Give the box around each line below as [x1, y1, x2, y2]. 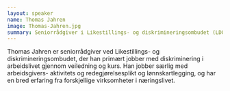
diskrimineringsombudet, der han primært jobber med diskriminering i [7, 55, 204, 63]
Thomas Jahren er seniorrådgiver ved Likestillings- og [7, 48, 160, 56]
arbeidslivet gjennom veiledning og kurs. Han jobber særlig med [7, 62, 188, 70]
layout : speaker [7, 10, 53, 17]
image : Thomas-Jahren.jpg [7, 22, 81, 29]
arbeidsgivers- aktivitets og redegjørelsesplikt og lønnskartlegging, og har [7, 69, 216, 77]
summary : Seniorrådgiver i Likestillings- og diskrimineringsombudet [7, 29, 210, 36]
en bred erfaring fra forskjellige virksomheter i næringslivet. [7, 76, 176, 85]
